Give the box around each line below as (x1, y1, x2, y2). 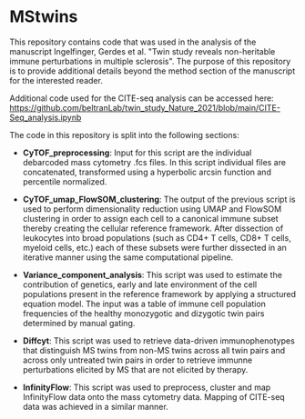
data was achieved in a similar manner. (22, 401, 168, 412)
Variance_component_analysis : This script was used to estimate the (22, 269, 282, 280)
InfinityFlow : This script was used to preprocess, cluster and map (22, 382, 271, 393)
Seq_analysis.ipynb (9, 112, 82, 123)
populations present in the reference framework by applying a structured (22, 288, 296, 299)
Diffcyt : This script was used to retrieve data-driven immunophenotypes (22, 334, 296, 346)
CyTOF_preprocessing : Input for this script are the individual (22, 147, 252, 158)
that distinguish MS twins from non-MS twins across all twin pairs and (22, 344, 285, 355)
